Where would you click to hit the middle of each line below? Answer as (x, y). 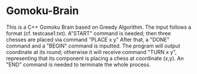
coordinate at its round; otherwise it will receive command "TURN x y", (91, 52)
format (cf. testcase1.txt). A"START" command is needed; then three (89, 33)
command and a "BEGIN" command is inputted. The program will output (93, 46)
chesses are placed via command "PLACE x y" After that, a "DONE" (88, 39)
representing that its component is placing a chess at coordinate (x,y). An (95, 58)
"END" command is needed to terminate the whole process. (79, 64)
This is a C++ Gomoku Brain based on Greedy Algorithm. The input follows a (99, 27)
